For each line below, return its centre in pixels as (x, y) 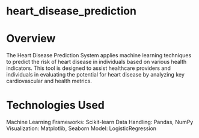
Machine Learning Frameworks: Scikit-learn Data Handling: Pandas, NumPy (100, 122)
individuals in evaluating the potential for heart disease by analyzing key (96, 75)
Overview (31, 39)
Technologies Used (56, 105)
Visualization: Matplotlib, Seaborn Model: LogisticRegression (81, 128)
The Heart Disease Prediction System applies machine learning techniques (99, 55)
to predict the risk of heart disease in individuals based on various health (96, 62)
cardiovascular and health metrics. (49, 81)
